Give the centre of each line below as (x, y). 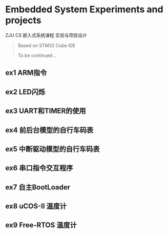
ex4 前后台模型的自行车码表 (49, 130)
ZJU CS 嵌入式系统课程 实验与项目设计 (46, 35)
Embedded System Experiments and (84, 9)
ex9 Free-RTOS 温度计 (41, 225)
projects (24, 20)
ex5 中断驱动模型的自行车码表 (52, 149)
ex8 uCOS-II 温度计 (36, 206)
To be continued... (37, 55)
